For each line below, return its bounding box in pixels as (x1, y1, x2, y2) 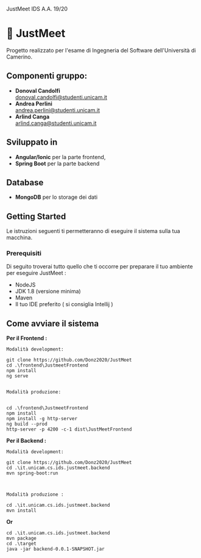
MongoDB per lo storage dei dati (15, 193, 98, 201)
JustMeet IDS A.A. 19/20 (6, 5, 68, 12)
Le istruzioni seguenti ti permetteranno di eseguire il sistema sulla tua (6, 227, 181, 235)
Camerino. (6, 53, 33, 60)
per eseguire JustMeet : (6, 270, 66, 277)
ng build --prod (6, 421, 48, 427)
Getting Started (6, 211, 66, 221)
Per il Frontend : (6, 335, 48, 342)
